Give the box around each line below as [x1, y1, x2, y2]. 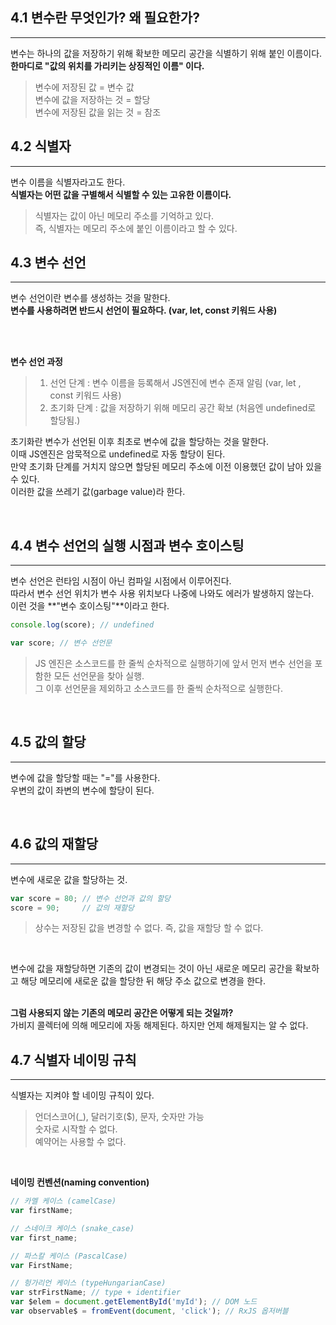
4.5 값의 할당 [10, 734, 87, 751]
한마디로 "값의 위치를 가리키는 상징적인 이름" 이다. [10, 59, 205, 72]
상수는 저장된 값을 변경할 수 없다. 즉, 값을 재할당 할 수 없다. [34, 922, 264, 934]
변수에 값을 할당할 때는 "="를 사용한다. [10, 771, 161, 783]
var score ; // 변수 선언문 [10, 638, 113, 648]
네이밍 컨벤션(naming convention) [10, 1176, 150, 1188]
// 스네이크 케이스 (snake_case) [10, 1223, 135, 1233]
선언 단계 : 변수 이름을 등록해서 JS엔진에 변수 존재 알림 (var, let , [49, 377, 302, 389]
